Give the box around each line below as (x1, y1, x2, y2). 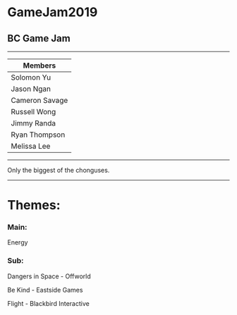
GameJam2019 (7, 4, 98, 20)
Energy (7, 238, 28, 247)
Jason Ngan (11, 84, 51, 94)
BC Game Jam (7, 32, 71, 44)
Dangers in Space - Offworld (7, 272, 91, 280)
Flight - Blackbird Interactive (7, 299, 90, 307)
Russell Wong (11, 107, 56, 116)
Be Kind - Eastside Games (7, 285, 83, 294)
